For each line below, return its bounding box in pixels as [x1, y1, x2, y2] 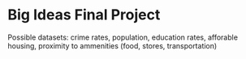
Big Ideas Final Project [7, 6, 161, 24]
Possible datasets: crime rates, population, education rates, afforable [7, 32, 239, 42]
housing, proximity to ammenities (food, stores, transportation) [7, 40, 218, 50]
